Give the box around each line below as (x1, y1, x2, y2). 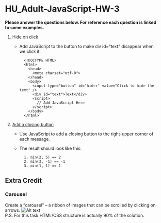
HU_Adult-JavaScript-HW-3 (5, 3, 120, 15)
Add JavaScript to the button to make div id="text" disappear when (19, 43, 154, 49)
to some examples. (5, 24, 45, 30)
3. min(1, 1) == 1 (23, 163, 61, 168)
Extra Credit (5, 176, 42, 185)
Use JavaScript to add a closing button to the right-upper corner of (19, 131, 154, 137)
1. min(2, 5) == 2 (23, 155, 61, 159)
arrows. (5, 207, 20, 213)
